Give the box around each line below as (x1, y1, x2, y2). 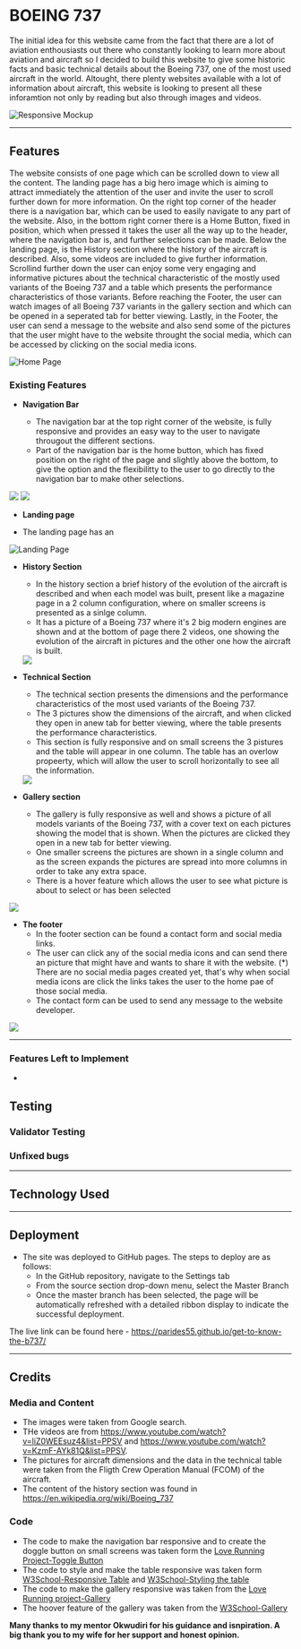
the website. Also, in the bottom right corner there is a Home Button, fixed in (9, 215, 291, 226)
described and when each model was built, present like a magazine (35, 588, 285, 599)
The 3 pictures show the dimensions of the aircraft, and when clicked (35, 709, 292, 719)
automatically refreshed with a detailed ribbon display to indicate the (35, 1299, 289, 1310)
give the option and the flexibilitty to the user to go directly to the (35, 464, 276, 475)
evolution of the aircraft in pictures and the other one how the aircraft (35, 636, 291, 647)
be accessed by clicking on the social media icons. (9, 339, 197, 349)
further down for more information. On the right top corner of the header (9, 196, 277, 207)
